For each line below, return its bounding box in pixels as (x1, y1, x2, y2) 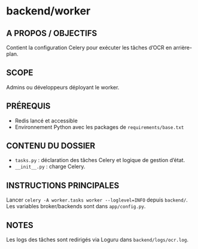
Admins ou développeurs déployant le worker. (6, 83, 120, 91)
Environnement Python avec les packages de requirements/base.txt (14, 123, 184, 130)
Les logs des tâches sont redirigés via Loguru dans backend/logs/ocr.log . (6, 236, 189, 244)
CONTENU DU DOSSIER (6, 141, 96, 151)
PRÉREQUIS (6, 101, 51, 112)
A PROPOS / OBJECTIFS (6, 28, 98, 38)
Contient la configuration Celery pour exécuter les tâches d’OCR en (6, 44, 172, 51)
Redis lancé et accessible (14, 117, 78, 124)
